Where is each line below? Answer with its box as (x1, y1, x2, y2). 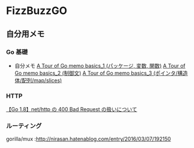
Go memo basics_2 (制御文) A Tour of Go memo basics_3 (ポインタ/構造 (14, 69, 188, 77)
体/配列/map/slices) (14, 77, 63, 84)
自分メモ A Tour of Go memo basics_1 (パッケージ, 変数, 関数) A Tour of (14, 62, 186, 69)
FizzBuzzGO (6, 4, 67, 18)
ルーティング (6, 122, 42, 130)
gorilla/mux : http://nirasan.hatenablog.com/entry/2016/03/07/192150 (6, 136, 171, 143)
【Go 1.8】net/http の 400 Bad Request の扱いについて (6, 106, 137, 113)
